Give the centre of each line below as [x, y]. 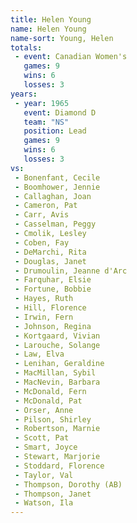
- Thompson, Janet [53, 494]
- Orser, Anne [44, 410]
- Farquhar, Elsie [53, 280]
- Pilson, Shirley [53, 419]
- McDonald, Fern [50, 391]
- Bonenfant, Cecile [57, 177]
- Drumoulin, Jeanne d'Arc [71, 271]
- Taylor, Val [44, 475]
